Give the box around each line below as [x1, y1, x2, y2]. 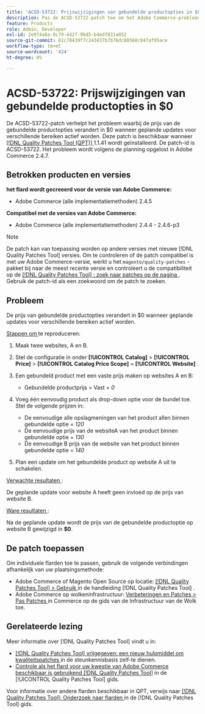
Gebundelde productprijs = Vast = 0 [24, 384, 115, 392]
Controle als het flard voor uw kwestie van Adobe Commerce [15, 662, 169, 670]
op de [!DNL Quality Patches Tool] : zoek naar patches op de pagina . [6, 271, 181, 278]
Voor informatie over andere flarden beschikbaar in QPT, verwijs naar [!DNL [6, 687, 196, 694]
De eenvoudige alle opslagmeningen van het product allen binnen [24, 414, 190, 422]
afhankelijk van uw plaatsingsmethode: [6, 566, 104, 573]
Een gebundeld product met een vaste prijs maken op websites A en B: [15, 372, 194, 379]
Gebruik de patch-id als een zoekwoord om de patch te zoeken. [6, 278, 167, 285]
